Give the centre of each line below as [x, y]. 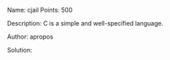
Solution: [20, 50]
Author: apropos [30, 37]
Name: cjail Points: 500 [40, 10]
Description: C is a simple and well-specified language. [85, 23]
